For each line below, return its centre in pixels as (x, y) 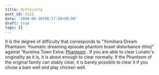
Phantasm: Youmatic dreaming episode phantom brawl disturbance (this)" (79, 47)
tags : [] (14, 28)
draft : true (17, 23)
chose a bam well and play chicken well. (46, 67)
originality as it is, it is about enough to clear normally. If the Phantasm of (79, 57)
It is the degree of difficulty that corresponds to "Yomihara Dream (71, 41)
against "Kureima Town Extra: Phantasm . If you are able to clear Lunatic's (79, 52)
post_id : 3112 (20, 14)
